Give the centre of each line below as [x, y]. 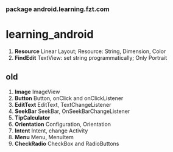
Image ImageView [37, 92]
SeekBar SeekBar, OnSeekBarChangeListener [72, 111]
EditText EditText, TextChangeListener [63, 104]
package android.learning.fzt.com [58, 9]
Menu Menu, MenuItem [44, 137]
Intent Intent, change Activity [51, 131]
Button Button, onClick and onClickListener [69, 98]
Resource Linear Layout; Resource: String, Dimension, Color [90, 51]
